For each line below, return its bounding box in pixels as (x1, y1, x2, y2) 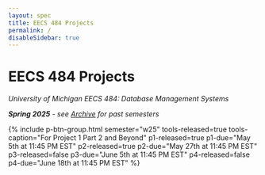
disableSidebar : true (8, 33, 80, 42)
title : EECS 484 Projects (8, 19, 94, 27)
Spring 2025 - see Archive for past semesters (8, 109, 159, 119)
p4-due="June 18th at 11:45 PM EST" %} (8, 158, 140, 168)
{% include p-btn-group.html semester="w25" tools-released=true (8, 124, 228, 135)
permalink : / (8, 26, 52, 34)
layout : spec (8, 11, 52, 20)
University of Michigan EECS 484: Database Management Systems (8, 94, 229, 104)
